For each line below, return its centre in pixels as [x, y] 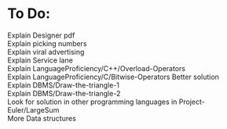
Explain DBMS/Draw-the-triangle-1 [63, 85]
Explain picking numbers [47, 43]
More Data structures [42, 118]
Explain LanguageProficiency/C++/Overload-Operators [97, 68]
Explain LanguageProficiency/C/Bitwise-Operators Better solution [113, 77]
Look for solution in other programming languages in [92, 102]
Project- [192, 102]
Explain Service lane [40, 60]
